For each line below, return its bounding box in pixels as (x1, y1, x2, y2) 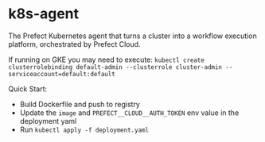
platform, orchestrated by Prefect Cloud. (8, 39, 141, 48)
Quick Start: (8, 84, 48, 94)
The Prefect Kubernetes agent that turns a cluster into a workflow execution (8, 31, 257, 40)
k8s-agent (8, 5, 80, 23)
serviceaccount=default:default (8, 70, 115, 78)
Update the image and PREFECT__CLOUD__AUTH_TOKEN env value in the (19, 108, 240, 117)
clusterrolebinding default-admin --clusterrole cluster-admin (8, 63, 223, 71)
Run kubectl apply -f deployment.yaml (19, 125, 150, 134)
